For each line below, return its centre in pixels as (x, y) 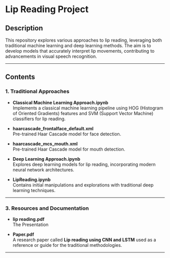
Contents (20, 77)
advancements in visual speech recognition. (51, 56)
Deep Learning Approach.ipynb (46, 159)
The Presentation (31, 225)
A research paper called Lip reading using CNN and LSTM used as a (84, 240)
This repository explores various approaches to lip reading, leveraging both (83, 40)
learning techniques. (34, 190)
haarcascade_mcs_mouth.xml (45, 143)
